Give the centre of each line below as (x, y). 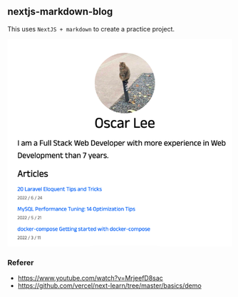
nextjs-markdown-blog (60, 12)
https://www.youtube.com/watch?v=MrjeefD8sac (90, 278)
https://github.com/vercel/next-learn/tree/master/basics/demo (109, 286)
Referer (21, 263)
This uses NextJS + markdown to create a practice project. (91, 29)
